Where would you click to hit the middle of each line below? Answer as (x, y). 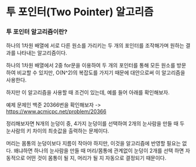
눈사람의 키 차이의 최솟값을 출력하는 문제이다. (58, 131)
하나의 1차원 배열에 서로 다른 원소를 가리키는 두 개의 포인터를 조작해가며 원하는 (95, 46)
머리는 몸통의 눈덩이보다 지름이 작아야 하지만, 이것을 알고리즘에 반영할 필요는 (94, 144)
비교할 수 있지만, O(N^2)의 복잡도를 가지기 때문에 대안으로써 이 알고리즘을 (101, 73)
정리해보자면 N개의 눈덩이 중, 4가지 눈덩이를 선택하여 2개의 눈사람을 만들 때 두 (95, 124)
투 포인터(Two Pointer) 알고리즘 (80, 12)
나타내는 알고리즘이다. (42, 53)
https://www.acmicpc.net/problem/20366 (56, 111)
